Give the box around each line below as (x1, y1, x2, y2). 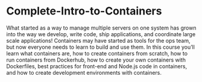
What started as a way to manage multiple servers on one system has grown (6, 24, 197, 31)
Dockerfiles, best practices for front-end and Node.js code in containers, (6, 62, 188, 70)
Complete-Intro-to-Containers (6, 4, 162, 18)
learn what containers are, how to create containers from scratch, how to (6, 49, 188, 57)
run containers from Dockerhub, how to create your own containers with (6, 56, 186, 63)
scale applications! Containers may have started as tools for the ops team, (6, 37, 191, 44)
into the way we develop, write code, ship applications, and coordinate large (6, 30, 196, 37)
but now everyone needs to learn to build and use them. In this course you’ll (6, 43, 195, 51)
